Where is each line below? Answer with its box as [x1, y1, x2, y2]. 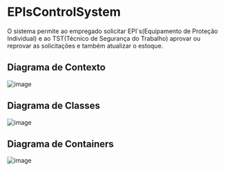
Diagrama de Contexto [7, 61, 106, 73]
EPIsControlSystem [7, 4, 121, 20]
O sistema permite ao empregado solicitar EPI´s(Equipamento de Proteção [7, 27, 219, 35]
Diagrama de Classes [7, 100, 101, 112]
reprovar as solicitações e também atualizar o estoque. [7, 41, 164, 50]
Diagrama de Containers [7, 138, 114, 150]
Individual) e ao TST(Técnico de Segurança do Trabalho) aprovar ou [7, 34, 201, 42]
